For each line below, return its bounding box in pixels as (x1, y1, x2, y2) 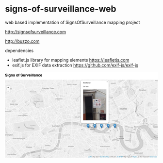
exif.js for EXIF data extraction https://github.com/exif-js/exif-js (12, 62, 138, 68)
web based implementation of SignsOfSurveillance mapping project (5, 19, 140, 25)
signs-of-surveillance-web (5, 3, 116, 15)
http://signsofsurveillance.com (5, 29, 66, 34)
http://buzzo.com (5, 38, 40, 44)
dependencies (5, 48, 34, 53)
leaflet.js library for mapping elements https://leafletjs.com (12, 57, 130, 63)
